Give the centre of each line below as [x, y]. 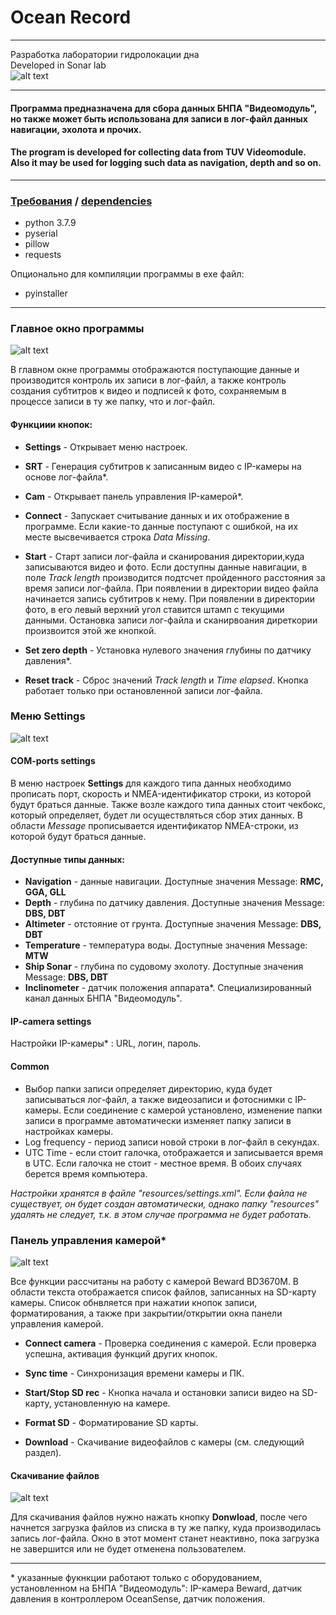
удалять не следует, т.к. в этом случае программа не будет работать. [161, 1214]
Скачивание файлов [55, 1475]
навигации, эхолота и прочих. [76, 129]
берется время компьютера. [86, 1173]
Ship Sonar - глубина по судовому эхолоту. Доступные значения [164, 967]
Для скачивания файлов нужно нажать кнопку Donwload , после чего [159, 1517]
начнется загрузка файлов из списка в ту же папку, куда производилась [166, 1528]
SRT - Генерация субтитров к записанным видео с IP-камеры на [163, 466]
